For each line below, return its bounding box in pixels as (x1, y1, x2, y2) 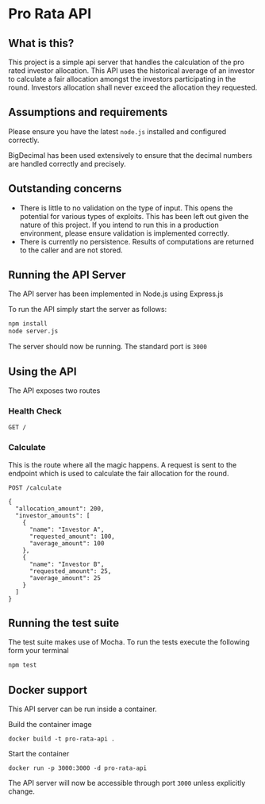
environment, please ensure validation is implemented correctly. (19, 228, 230, 238)
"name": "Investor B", (29, 560, 105, 568)
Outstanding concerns (8, 182, 122, 195)
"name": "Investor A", (29, 525, 105, 533)
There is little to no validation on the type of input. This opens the (19, 203, 233, 213)
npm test (8, 661, 37, 669)
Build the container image (8, 720, 93, 729)
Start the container (8, 749, 70, 759)
